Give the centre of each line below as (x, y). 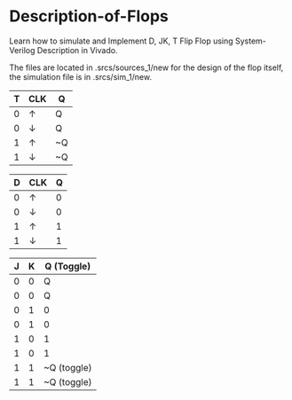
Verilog (22, 50)
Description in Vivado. (77, 50)
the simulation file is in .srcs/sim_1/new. (81, 76)
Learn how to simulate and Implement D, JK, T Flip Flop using (121, 41)
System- (250, 41)
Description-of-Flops (89, 16)
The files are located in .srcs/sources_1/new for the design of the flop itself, (146, 67)
